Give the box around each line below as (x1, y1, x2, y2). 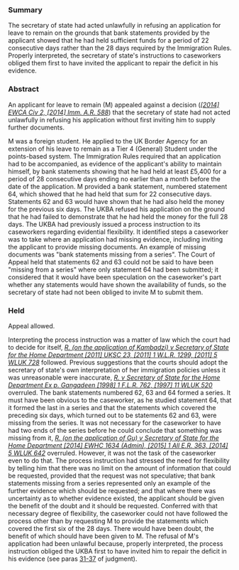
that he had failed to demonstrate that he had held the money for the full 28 (8, 212, 228, 221)
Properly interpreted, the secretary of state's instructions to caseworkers (8, 51, 221, 60)
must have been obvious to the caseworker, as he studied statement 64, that (8, 396, 232, 404)
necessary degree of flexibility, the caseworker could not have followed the (8, 509, 228, 517)
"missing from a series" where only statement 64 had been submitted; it (8, 265, 219, 274)
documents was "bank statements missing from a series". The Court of (8, 250, 216, 259)
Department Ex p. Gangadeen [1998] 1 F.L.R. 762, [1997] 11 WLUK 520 (8, 380, 213, 389)
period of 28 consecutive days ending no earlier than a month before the (8, 174, 221, 183)
